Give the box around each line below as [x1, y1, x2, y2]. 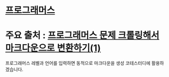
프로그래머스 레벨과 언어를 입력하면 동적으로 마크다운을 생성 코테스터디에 [5, 60, 151, 66]
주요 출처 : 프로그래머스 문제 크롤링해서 [5, 30, 160, 41]
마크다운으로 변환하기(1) [5, 43, 101, 54]
